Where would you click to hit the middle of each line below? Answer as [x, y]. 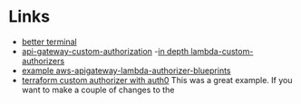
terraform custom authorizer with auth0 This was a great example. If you [157, 80]
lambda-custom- [222, 51]
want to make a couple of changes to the [98, 90]
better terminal [49, 42]
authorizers [43, 61]
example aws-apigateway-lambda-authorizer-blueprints [126, 71]
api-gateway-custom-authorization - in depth [105, 51]
